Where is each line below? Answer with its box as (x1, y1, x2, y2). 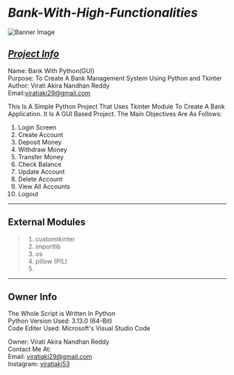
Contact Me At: (8, 345, 51, 353)
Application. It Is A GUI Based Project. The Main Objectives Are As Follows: (8, 109, 222, 118)
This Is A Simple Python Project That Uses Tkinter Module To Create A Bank (8, 102, 225, 111)
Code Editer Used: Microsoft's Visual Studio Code (8, 324, 151, 333)
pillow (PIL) (35, 257, 68, 265)
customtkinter (35, 234, 76, 243)
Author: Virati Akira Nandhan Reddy (8, 81, 110, 90)
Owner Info (8, 291, 58, 303)
